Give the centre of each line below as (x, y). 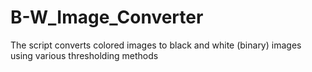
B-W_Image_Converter (107, 17)
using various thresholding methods (84, 55)
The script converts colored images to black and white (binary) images (156, 45)
